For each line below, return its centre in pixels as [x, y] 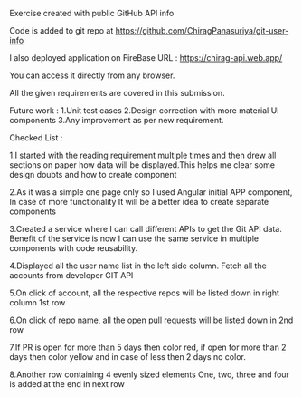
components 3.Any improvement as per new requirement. [117, 120]
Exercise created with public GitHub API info [92, 13]
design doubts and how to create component [93, 174]
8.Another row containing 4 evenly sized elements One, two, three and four [149, 374]
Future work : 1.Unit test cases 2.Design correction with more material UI [144, 111]
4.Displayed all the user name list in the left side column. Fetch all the [138, 266]
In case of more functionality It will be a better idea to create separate [139, 202]
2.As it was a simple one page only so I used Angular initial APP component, [151, 192]
